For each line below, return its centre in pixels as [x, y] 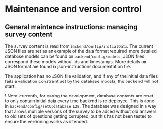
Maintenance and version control [73, 9]
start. [10, 86]
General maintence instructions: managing [71, 27]
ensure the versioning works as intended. [47, 121]
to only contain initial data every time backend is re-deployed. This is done [80, 101]
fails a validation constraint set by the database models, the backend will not [82, 81]
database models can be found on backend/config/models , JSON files [75, 56]
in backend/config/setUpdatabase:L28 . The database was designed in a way [81, 106]
